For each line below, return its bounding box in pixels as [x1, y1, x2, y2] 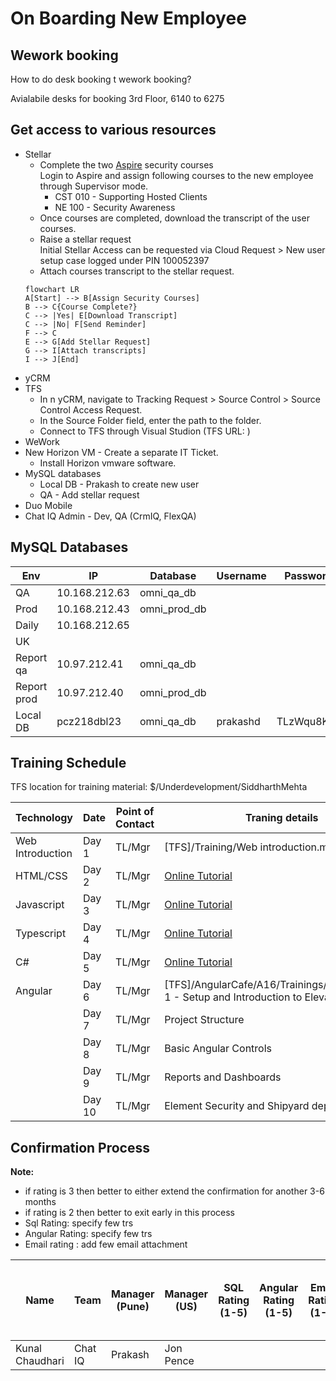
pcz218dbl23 [56, 714, 122, 728]
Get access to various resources [10, 122, 217, 139]
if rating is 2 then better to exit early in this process [24, 1207, 235, 1219]
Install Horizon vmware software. [39, 457, 177, 469]
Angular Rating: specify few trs [24, 1228, 153, 1240]
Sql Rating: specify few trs [24, 1217, 134, 1229]
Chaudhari [15, 1354, 65, 1368]
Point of [115, 805, 155, 819]
